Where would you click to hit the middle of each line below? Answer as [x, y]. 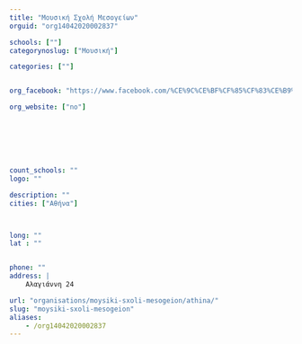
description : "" [40, 195]
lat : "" [26, 243]
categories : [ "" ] [42, 67]
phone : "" [28, 268]
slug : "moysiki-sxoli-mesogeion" [72, 309]
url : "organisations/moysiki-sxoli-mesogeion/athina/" [114, 300]
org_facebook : [36, 91]
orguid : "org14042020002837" [64, 26]
